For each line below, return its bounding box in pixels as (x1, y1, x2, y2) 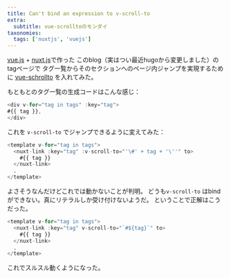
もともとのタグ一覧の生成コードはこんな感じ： (7, 88, 141, 96)
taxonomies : (7, 29, 42, 37)
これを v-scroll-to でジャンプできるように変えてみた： (7, 127, 166, 136)
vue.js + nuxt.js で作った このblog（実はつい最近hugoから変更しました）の (7, 56, 220, 64)
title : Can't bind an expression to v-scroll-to (7, 10, 150, 17)
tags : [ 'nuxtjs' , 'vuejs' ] (13, 36, 91, 43)
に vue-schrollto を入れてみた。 (7, 73, 98, 82)
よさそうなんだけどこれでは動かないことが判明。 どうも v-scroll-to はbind (7, 187, 221, 195)
